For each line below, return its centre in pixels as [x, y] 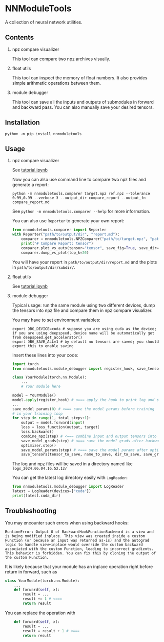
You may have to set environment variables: [56, 320]
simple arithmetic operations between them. [56, 83]
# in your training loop [37, 414]
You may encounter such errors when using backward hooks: [67, 523]
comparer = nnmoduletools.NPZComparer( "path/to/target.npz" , [84, 239]
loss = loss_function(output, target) [61, 427]
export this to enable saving [43, 346]
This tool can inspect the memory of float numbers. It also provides [80, 78]
